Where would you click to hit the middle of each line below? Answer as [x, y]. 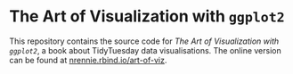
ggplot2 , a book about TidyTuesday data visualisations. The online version [146, 50]
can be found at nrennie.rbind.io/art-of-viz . [88, 60]
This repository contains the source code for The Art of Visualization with [144, 41]
